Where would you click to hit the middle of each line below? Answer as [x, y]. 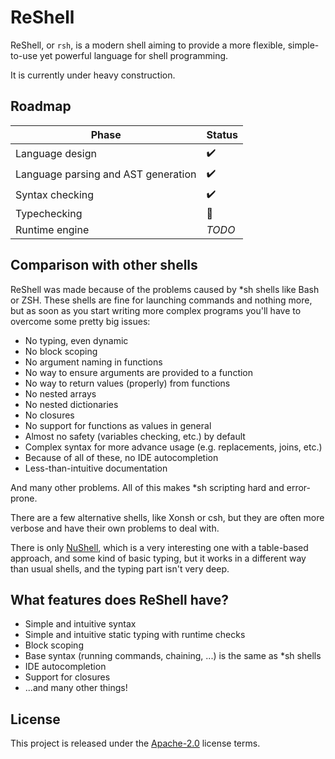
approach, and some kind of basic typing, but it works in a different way [158, 558]
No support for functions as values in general [118, 425]
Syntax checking [55, 195]
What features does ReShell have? [120, 599]
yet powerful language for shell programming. [134, 55]
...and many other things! [76, 688]
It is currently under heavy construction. [93, 75]
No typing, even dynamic [76, 340]
